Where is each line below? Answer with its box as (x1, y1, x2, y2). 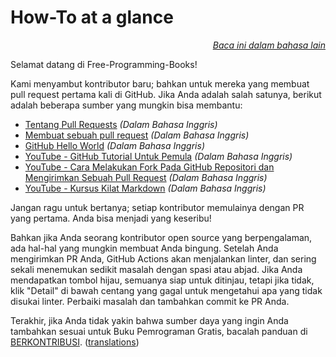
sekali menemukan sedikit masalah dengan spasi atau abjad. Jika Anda (10, 263, 303, 275)
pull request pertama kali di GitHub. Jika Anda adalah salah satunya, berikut (10, 88, 322, 100)
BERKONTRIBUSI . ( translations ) (10, 336, 140, 348)
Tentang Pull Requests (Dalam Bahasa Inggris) (24, 118, 218, 130)
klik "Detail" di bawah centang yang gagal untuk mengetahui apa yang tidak (10, 284, 323, 296)
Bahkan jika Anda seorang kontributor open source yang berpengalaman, (10, 231, 313, 243)
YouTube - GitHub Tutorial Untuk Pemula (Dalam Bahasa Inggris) (24, 150, 293, 162)
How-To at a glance (10, 6, 174, 29)
